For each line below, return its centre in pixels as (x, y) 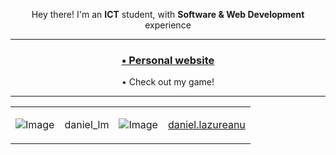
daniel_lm (87, 125)
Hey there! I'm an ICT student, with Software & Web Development (168, 14)
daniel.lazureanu (206, 125)
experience (168, 25)
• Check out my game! (168, 82)
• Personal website (168, 60)
